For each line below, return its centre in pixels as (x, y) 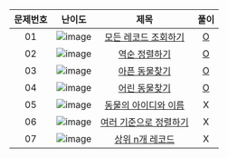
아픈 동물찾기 (145, 71)
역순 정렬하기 (145, 54)
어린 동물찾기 (145, 88)
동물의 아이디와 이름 (145, 105)
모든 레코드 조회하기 (145, 37)
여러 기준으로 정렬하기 (144, 122)
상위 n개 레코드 (144, 139)
